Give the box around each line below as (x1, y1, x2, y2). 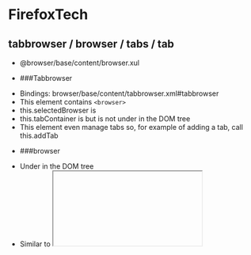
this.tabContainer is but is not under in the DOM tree (19, 114, 191, 124)
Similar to (19, 239, 51, 249)
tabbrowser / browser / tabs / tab (8, 37, 174, 51)
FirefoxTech (8, 6, 89, 24)
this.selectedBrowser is (19, 105, 97, 115)
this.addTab (19, 131, 59, 140)
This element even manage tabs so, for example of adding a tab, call (19, 123, 244, 131)
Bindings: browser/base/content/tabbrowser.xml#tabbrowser (19, 89, 219, 98)
